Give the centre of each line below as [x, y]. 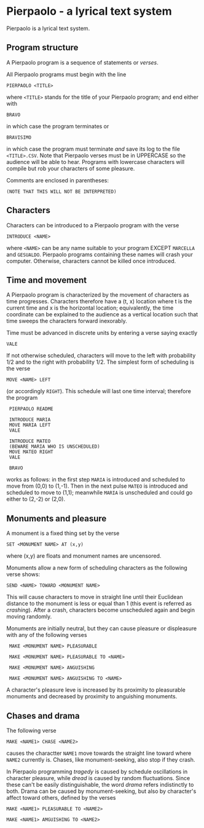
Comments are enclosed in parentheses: [58, 180]
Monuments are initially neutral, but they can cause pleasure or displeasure [102, 628]
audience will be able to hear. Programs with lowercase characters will [96, 162]
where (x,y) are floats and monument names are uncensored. [84, 556]
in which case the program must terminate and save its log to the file [93, 149]
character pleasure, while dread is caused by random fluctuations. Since [98, 778]
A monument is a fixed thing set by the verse [63, 533]
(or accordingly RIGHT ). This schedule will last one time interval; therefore [99, 391]
